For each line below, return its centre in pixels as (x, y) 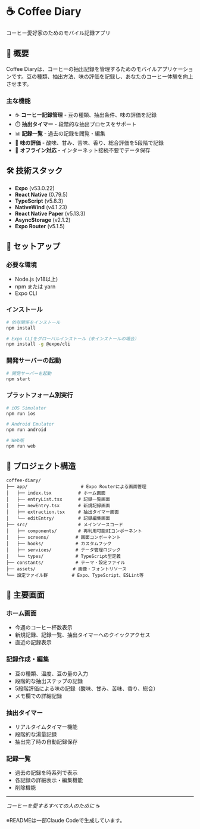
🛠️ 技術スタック (35, 171)
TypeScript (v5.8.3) (39, 201)
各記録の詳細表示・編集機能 (49, 780)
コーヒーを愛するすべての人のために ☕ (53, 806)
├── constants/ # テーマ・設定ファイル (66, 563)
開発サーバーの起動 (34, 361)
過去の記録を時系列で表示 (46, 773)
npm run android (26, 430)
